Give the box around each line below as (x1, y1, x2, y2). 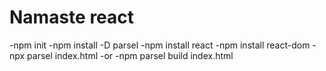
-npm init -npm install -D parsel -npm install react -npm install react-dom (9, 39, 311, 51)
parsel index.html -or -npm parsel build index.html (27, 49, 234, 61)
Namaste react (9, 6, 135, 29)
